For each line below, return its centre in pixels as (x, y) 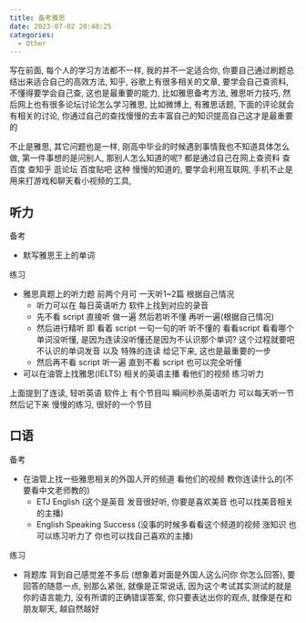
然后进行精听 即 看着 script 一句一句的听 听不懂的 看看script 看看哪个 (165, 328)
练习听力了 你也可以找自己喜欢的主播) (123, 536)
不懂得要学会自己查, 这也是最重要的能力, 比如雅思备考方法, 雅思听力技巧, (145, 93)
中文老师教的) (64, 490)
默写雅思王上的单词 (59, 255)
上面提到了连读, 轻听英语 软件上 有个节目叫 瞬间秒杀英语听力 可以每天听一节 (152, 393)
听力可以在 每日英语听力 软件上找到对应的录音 (122, 305)
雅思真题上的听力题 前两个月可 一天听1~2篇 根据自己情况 (128, 294)
